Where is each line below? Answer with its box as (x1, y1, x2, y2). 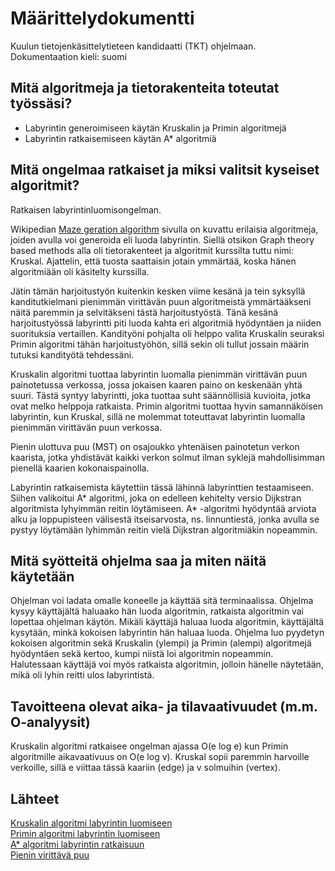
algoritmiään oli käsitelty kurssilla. (10, 265, 150, 277)
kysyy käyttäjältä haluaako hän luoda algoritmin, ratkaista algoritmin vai (10, 605, 304, 617)
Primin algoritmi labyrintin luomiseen (10, 828, 161, 839)
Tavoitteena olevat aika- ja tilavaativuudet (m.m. (10, 698, 318, 715)
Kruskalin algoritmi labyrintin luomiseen (10, 817, 173, 829)
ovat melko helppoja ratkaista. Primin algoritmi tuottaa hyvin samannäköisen (10, 400, 324, 412)
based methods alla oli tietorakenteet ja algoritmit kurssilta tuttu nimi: (10, 244, 294, 256)
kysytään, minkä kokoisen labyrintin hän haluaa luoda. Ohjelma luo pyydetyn (10, 627, 325, 639)
